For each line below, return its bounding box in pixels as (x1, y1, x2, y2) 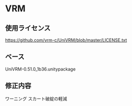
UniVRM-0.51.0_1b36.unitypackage (5, 66, 76, 72)
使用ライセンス (5, 24, 51, 32)
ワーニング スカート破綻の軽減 (5, 96, 67, 102)
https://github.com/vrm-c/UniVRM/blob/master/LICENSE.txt (5, 37, 127, 43)
